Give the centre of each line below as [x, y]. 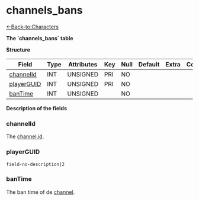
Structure [18, 50]
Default [149, 64]
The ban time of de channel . [41, 192]
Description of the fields [36, 108]
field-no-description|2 [36, 164]
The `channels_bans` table [40, 38]
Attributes [83, 64]
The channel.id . [25, 136]
